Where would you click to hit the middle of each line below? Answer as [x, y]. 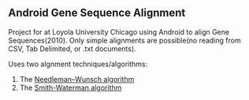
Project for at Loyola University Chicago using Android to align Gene [119, 31]
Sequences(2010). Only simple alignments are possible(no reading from [125, 40]
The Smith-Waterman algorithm [71, 87]
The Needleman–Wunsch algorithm [77, 79]
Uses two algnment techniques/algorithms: [78, 64]
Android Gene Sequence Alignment [97, 13]
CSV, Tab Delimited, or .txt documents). [72, 48]
